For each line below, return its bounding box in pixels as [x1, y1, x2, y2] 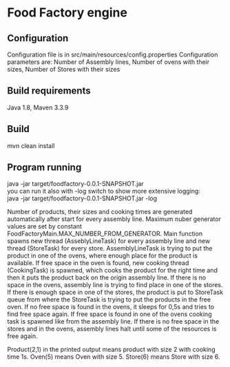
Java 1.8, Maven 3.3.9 [7, 103, 69, 112]
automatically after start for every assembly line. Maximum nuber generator [7, 215, 222, 223]
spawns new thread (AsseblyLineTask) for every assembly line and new [7, 237, 211, 245]
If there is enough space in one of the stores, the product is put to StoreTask [7, 288, 224, 297]
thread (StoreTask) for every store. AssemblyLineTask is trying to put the [7, 244, 213, 253]
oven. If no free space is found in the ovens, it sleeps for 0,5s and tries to [7, 303, 215, 311]
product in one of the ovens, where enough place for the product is [7, 251, 198, 260]
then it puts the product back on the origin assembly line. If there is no [7, 273, 207, 282]
